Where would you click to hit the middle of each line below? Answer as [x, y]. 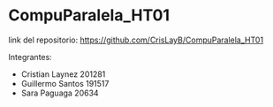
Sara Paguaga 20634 [60, 93]
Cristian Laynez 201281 [63, 74]
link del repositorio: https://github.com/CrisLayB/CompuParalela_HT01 [136, 40]
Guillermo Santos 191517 [65, 83]
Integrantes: [30, 57]
